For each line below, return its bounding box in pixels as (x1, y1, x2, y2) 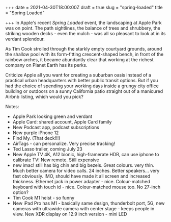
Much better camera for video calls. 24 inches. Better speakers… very (12, 168, 160, 174)
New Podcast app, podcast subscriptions (12, 125, 99, 130)
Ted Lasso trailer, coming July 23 (12, 146, 82, 152)
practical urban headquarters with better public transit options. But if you (5, 78, 158, 83)
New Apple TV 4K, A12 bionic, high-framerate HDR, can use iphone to (12, 152, 159, 157)
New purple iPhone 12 (12, 130, 59, 136)
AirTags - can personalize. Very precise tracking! (12, 140, 116, 146)
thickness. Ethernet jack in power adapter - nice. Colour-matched (12, 179, 150, 184)
